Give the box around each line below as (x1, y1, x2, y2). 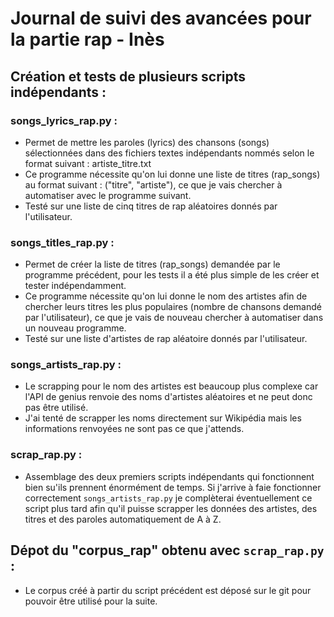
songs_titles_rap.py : (10, 235, 115, 249)
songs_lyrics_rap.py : (10, 113, 118, 127)
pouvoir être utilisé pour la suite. (24, 595, 158, 607)
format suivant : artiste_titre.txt (24, 157, 152, 169)
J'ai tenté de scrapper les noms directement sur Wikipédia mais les (24, 412, 302, 424)
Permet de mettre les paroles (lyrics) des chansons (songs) (24, 136, 270, 148)
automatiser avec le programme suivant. (24, 189, 192, 201)
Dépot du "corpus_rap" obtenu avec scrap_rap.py (10, 542, 325, 559)
